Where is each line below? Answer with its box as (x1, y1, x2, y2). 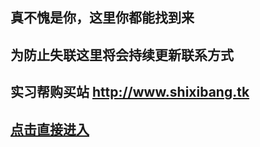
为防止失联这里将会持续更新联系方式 (10, 46, 234, 63)
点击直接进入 (10, 121, 90, 138)
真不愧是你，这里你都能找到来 (10, 9, 195, 27)
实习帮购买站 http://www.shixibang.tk (10, 84, 250, 101)
